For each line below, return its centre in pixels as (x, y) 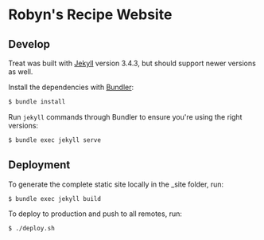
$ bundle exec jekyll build (55, 199)
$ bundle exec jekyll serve (55, 140)
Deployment (39, 165)
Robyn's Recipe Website (90, 15)
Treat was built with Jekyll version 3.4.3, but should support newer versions (132, 63)
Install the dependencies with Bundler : (71, 87)
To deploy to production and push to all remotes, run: (95, 214)
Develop (29, 44)
